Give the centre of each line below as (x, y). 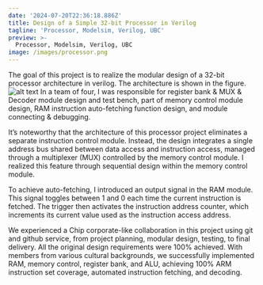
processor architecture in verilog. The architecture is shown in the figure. (128, 83)
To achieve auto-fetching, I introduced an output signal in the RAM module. (131, 190)
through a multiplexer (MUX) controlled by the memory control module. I (126, 158)
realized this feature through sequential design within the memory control (128, 166)
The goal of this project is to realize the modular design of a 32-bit (116, 75)
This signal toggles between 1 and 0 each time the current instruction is (125, 198)
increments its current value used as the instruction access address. (120, 215)
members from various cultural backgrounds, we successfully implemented (131, 255)
